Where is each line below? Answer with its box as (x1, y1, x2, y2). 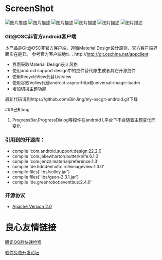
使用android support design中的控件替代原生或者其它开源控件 (12, 68, 136, 74)
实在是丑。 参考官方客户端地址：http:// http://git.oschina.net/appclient (9, 51, 149, 57)
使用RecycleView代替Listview (12, 74, 72, 80)
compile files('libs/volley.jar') (12, 169, 70, 175)
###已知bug (5, 107, 30, 113)
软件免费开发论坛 (5, 249, 39, 255)
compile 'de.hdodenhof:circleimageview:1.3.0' (12, 163, 105, 169)
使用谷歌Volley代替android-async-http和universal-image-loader (12, 80, 141, 86)
